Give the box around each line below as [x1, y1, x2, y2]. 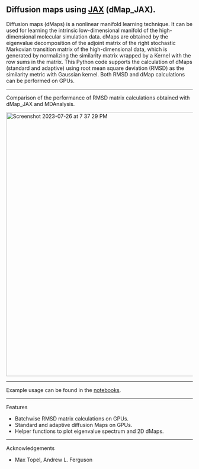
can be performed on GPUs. [6, 77, 75, 84]
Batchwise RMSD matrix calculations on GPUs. [14, 415, 129, 422]
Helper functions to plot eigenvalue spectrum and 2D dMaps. [14, 428, 164, 435]
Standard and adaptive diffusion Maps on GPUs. [14, 421, 133, 428]
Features [6, 403, 28, 410]
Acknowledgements [6, 444, 55, 452]
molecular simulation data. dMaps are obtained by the [37, 33, 169, 40]
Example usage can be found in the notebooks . [6, 386, 121, 393]
